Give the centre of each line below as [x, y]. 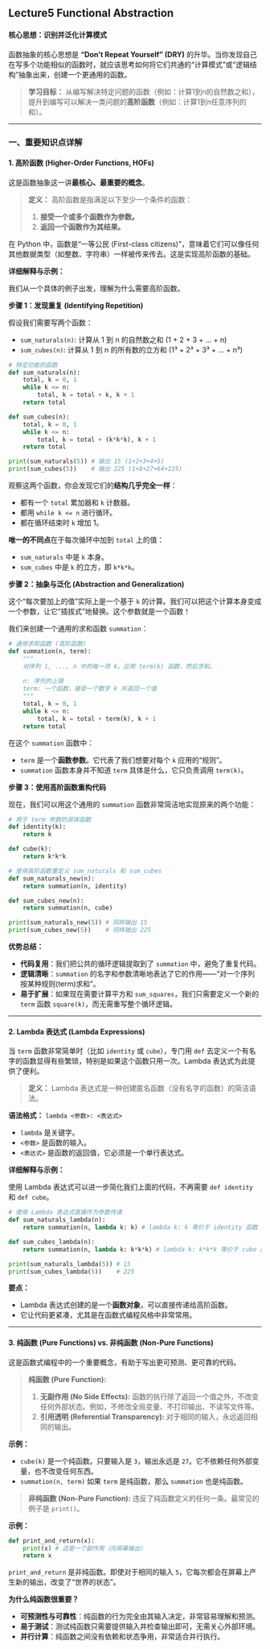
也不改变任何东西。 [66, 1471]
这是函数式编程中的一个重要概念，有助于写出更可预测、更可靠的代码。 [125, 1362]
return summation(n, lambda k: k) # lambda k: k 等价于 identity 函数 [141, 1228]
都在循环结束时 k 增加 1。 [61, 523]
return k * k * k [45, 857]
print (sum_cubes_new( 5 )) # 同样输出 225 [80, 931]
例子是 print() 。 [56, 1508]
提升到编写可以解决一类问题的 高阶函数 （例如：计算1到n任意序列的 [137, 102]
